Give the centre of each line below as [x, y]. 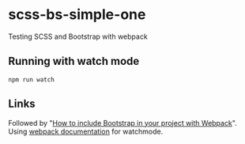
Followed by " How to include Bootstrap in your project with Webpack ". [122, 123]
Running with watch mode [74, 61]
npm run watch [32, 80]
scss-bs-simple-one [77, 15]
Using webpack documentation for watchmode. [86, 131]
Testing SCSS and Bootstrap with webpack [78, 36]
